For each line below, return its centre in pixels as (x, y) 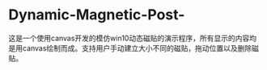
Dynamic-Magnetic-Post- (97, 15)
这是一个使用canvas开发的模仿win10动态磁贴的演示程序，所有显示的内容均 (133, 38)
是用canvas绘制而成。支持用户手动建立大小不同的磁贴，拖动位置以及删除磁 (134, 48)
